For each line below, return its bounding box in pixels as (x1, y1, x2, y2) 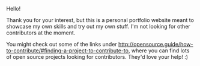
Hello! (6, 5, 21, 12)
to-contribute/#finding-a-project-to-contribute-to (6, 47, 129, 54)
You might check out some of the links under (6, 41, 117, 48)
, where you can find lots (128, 47, 190, 54)
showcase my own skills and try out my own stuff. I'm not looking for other (6, 23, 190, 30)
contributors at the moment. (6, 29, 76, 36)
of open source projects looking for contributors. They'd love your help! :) (6, 54, 188, 60)
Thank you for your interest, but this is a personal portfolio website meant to (6, 17, 194, 23)
